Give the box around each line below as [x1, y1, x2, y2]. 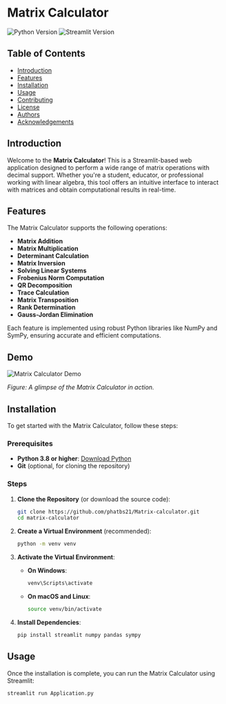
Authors [17, 110, 40, 118]
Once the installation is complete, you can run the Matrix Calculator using [7, 669, 216, 677]
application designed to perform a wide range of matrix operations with [7, 163, 210, 172]
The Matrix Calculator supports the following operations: [7, 223, 167, 232]
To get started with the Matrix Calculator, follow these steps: [7, 422, 178, 429]
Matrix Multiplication [17, 244, 79, 253]
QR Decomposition [17, 281, 72, 290]
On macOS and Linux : [27, 593, 91, 601]
